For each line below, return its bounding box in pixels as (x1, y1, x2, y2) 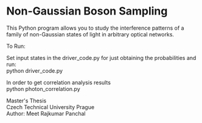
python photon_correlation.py (6, 85, 80, 92)
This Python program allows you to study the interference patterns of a (6, 24, 184, 32)
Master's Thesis (6, 97, 47, 104)
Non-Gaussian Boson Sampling (6, 4, 168, 18)
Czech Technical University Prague (6, 103, 95, 110)
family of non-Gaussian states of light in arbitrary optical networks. (6, 30, 175, 38)
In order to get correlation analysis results (6, 79, 111, 86)
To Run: (6, 42, 26, 50)
